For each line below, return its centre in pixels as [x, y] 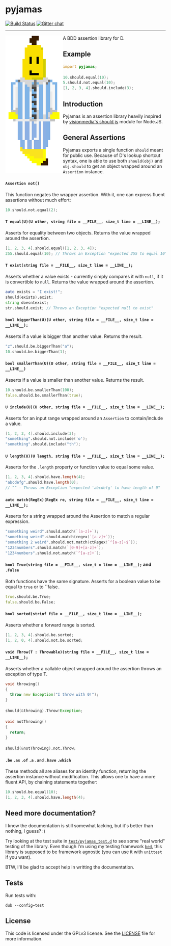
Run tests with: [21, 895]
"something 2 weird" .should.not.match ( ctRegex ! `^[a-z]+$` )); [72, 542]
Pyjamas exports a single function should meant [113, 150]
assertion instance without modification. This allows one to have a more [80, 777]
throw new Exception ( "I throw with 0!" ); [54, 695]
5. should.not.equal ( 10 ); [89, 83]
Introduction [83, 104]
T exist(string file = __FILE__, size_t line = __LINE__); [69, 266]
